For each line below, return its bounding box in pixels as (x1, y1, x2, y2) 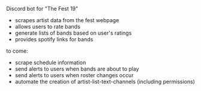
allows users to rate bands (14, 23, 81, 30)
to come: (6, 47, 28, 54)
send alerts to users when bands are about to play (14, 65, 139, 72)
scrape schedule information (14, 59, 86, 66)
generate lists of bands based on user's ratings (14, 29, 132, 37)
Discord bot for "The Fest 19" (6, 5, 79, 12)
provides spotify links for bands (14, 36, 94, 43)
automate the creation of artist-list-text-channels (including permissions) (14, 78, 195, 85)
